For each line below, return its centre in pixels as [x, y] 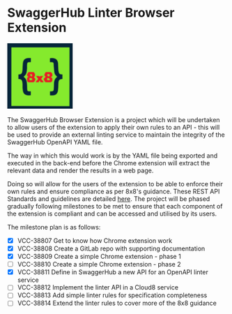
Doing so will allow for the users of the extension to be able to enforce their [115, 184]
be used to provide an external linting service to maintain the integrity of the [116, 135]
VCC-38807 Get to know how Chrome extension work [95, 240]
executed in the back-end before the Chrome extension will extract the [109, 163]
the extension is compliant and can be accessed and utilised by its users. [112, 214]
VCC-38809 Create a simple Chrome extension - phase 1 [99, 257]
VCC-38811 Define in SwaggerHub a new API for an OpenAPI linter [113, 272]
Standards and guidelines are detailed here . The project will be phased [109, 199]
